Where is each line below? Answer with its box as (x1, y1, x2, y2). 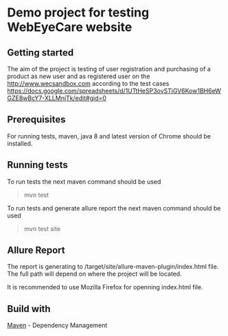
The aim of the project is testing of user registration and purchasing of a (7, 65, 211, 73)
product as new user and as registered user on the (7, 72, 150, 80)
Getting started (7, 47, 74, 58)
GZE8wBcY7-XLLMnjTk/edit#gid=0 (7, 94, 106, 102)
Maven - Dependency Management (7, 321, 108, 330)
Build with (7, 303, 51, 315)
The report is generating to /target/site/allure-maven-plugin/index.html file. (7, 263, 219, 271)
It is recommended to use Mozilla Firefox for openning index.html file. (7, 283, 203, 291)
